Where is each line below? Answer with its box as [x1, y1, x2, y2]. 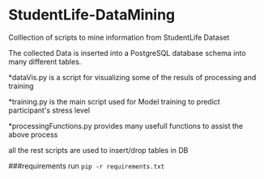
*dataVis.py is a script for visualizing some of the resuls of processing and [8, 72, 257, 82]
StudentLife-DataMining [8, 6, 176, 24]
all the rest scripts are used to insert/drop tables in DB [8, 145, 189, 155]
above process [8, 130, 58, 139]
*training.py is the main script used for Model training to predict [8, 96, 220, 106]
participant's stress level [8, 105, 91, 115]
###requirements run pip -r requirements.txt [8, 160, 165, 171]
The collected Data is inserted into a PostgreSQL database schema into [8, 48, 246, 58]
